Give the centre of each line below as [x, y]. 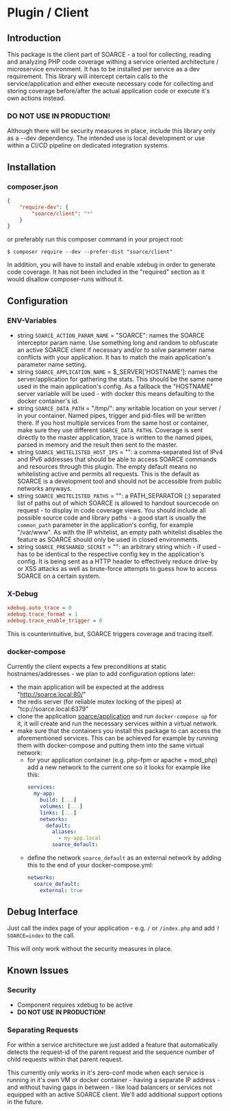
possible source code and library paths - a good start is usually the [112, 518]
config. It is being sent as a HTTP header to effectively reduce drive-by [117, 561]
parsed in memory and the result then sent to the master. [97, 445]
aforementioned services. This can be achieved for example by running [117, 738]
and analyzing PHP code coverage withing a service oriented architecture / [113, 62]
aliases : [64, 832]
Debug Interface [43, 912]
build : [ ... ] [59, 800]
